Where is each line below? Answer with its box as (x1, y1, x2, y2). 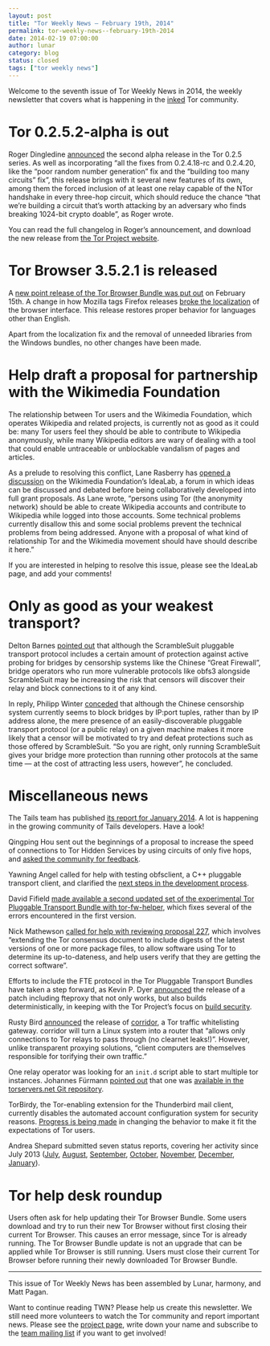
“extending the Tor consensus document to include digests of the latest (8, 935, 245, 945)
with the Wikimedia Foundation (8, 383, 221, 401)
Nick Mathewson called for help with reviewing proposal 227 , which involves (8, 927, 261, 936)
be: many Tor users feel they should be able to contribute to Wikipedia (8, 427, 241, 436)
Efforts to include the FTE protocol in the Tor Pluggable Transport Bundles (8, 976, 253, 986)
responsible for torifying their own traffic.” (8, 1052, 147, 1062)
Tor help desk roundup (8, 1186, 163, 1205)
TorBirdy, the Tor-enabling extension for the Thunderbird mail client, (8, 1100, 234, 1110)
